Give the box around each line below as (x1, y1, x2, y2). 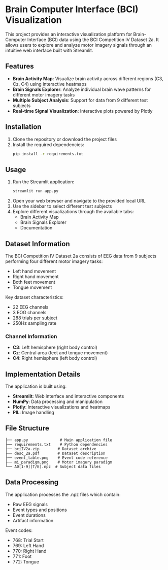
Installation (5, 123, 42, 131)
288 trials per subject (12, 315, 57, 321)
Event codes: (5, 527, 33, 533)
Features (5, 62, 34, 71)
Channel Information (5, 332, 57, 340)
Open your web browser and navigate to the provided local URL (12, 198, 146, 204)
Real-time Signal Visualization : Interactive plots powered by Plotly (12, 108, 153, 114)
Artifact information (12, 517, 54, 523)
